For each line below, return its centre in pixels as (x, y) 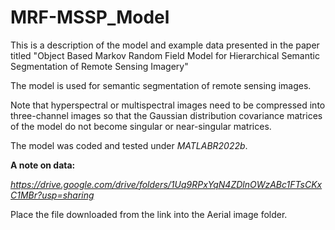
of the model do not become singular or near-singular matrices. (141, 126)
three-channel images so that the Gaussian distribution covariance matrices (166, 115)
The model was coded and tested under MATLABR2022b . (129, 145)
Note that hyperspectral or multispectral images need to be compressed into (168, 105)
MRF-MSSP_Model (90, 17)
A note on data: (43, 165)
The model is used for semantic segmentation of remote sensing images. (161, 85)
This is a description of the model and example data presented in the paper (165, 45)
